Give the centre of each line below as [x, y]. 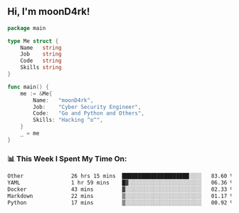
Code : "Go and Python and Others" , [89, 113]
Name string [41, 48]
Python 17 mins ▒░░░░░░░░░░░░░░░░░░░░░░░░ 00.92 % [121, 202]
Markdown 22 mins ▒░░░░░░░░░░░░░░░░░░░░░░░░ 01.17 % [121, 196]
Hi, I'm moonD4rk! [49, 12]
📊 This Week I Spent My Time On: [67, 158]
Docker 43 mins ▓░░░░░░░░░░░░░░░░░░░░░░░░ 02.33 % [121, 189]
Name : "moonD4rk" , [63, 100]
